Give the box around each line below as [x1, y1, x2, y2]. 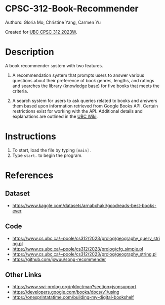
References [5, 170, 53, 181]
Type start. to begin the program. [12, 152, 83, 158]
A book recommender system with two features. [5, 62, 103, 68]
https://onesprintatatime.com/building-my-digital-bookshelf [12, 294, 134, 300]
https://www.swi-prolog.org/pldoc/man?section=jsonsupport [12, 284, 137, 290]
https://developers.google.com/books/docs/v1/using [12, 289, 120, 295]
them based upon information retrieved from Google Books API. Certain [12, 102, 158, 109]
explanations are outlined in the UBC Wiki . [12, 113, 98, 119]
